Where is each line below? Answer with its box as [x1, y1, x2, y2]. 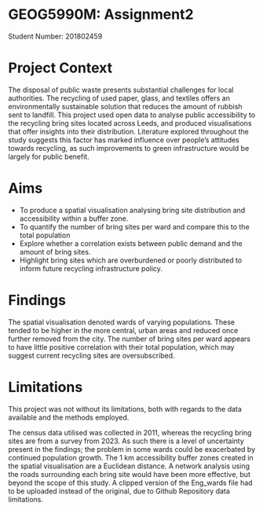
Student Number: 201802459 [8, 31, 103, 41]
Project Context [8, 59, 112, 77]
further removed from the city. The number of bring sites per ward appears [8, 334, 251, 343]
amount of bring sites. [19, 247, 91, 256]
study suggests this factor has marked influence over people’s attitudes [8, 135, 239, 145]
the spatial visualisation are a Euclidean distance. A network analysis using [8, 461, 250, 471]
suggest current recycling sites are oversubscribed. [8, 350, 175, 360]
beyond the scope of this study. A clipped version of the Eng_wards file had [8, 478, 253, 487]
